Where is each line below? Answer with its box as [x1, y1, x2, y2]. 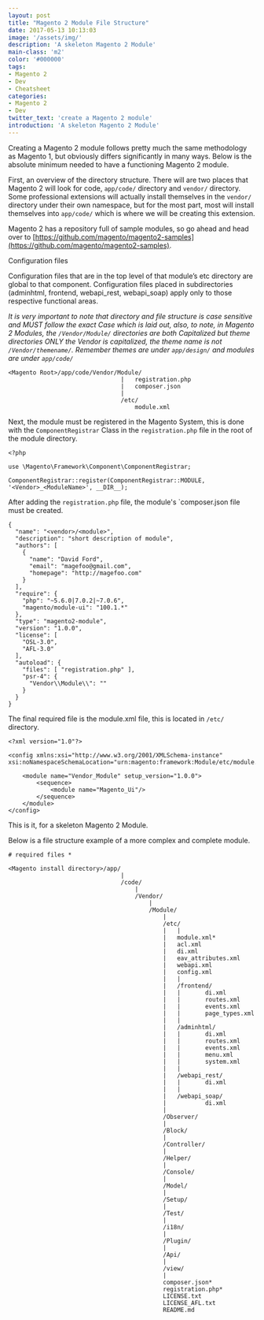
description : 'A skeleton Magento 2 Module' [8, 41, 156, 49]
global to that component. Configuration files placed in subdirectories [8, 279, 233, 288]
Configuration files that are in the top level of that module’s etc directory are [8, 271, 254, 281]
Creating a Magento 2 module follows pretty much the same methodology [8, 143, 247, 152]
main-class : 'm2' [8, 48, 65, 56]
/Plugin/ [163, 1236, 192, 1245]
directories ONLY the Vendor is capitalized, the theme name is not [8, 337, 222, 346]
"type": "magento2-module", [15, 617, 108, 625]
